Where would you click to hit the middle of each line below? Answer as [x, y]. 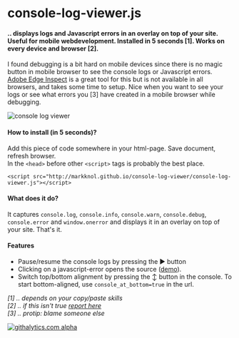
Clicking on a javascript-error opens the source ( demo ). [100, 269]
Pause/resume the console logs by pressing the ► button [102, 261]
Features [21, 246]
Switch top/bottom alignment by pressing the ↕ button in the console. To [124, 277]
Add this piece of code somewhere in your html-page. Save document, [112, 148]
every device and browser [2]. [53, 48]
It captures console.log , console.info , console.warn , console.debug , [107, 214]
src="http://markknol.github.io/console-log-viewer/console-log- [132, 176]
